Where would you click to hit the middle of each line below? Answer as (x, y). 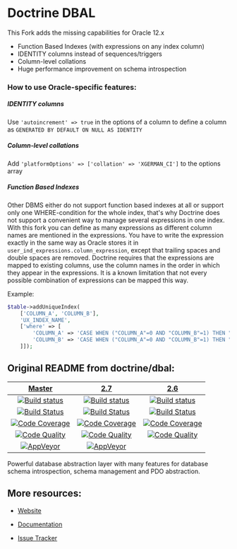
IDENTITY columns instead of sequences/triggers (90, 54)
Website (30, 510)
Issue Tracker (37, 538)
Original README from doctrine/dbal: (91, 368)
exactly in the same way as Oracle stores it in (73, 243)
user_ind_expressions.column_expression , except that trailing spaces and (114, 250)
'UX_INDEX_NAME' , (45, 320)
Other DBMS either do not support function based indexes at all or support (116, 205)
